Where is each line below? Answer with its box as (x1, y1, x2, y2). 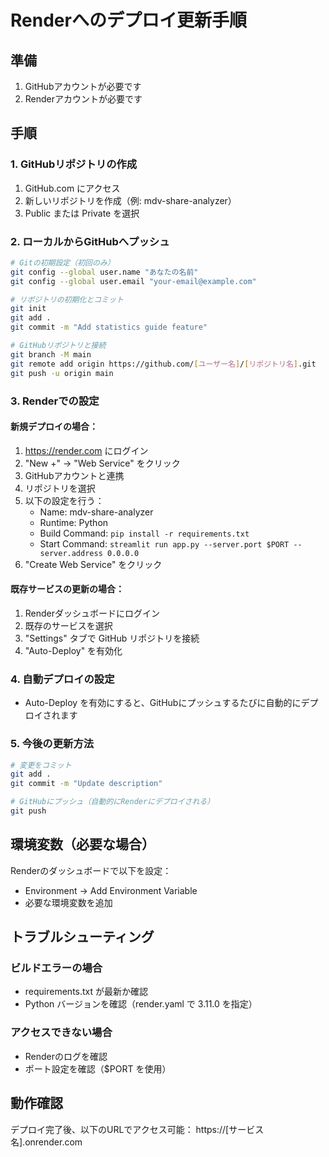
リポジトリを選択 (24, 482, 96, 494)
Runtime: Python (39, 516, 109, 528)
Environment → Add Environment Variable (24, 884, 198, 896)
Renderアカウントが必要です (24, 93, 143, 105)
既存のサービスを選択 (24, 619, 113, 631)
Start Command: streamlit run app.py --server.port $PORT (39, 537, 290, 550)
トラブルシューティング (10, 929, 155, 946)
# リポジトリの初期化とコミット (10, 294, 124, 305)
